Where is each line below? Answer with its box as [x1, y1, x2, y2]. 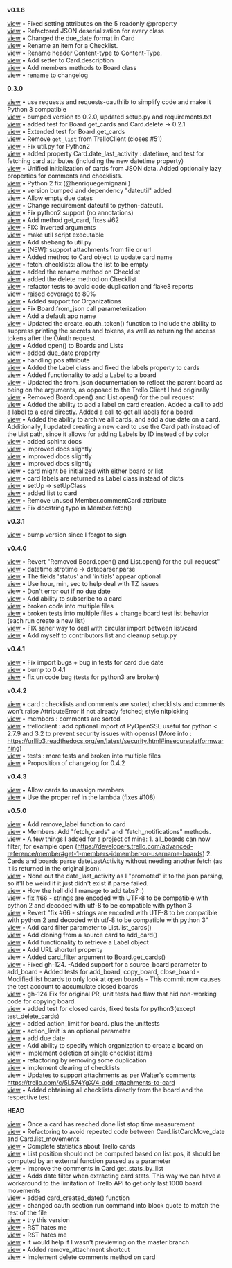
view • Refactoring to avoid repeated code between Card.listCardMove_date [7, 1128, 225, 1135]
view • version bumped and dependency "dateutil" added [7, 187, 172, 194]
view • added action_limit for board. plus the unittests [7, 1019, 161, 1027]
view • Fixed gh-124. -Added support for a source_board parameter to [7, 960, 208, 968]
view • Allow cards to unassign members [7, 786, 125, 794]
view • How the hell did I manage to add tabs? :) [7, 887, 144, 894]
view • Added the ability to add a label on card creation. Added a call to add [7, 401, 224, 408]
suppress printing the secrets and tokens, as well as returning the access [7, 326, 216, 335]
